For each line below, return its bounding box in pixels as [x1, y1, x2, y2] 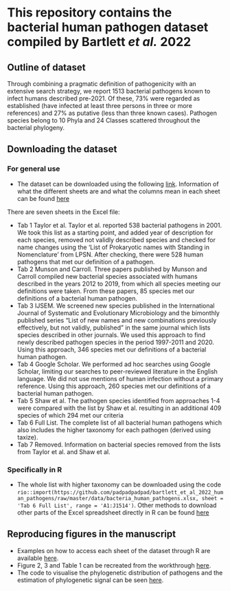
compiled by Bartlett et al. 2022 [7, 34, 192, 50]
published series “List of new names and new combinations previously [16, 316, 217, 324]
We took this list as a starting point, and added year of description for [16, 228, 214, 237]
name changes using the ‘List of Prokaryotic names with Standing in [16, 243, 209, 251]
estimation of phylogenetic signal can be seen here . [16, 576, 164, 584]
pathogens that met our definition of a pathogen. [16, 257, 155, 266]
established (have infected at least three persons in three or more [7, 102, 192, 109]
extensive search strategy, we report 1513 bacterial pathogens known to [7, 87, 211, 95]
